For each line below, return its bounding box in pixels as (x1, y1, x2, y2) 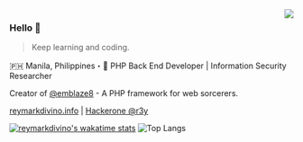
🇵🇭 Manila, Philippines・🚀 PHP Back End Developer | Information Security (9, 60, 287, 71)
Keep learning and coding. (31, 42, 130, 53)
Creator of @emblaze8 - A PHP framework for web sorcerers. (9, 88, 239, 99)
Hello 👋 (9, 22, 41, 34)
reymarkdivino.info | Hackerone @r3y (9, 105, 149, 116)
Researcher (9, 71, 52, 82)
